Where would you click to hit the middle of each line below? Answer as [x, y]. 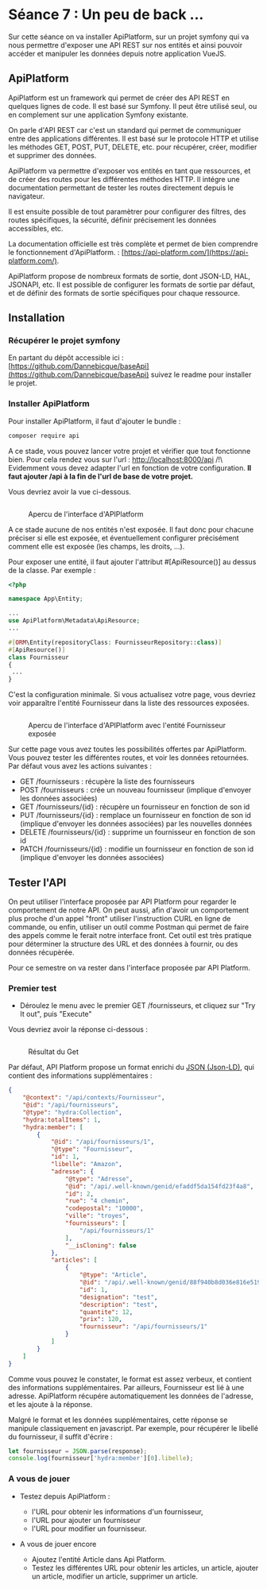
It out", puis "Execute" [56, 1014]
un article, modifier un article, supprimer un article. [115, 1576]
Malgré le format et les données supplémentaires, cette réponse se [118, 1420]
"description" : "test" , [118, 1304]
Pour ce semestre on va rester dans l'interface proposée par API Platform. [129, 968]
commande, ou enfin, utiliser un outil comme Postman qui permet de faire [128, 927]
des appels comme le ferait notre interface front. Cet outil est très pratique [130, 936]
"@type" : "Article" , [113, 1275]
